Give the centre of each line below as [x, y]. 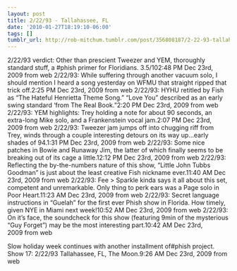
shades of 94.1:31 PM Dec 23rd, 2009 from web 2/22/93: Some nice [106, 143]
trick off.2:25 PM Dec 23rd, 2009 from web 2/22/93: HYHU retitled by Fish [116, 90]
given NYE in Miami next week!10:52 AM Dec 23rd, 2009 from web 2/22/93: [118, 210]
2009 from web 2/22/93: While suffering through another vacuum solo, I [113, 76]
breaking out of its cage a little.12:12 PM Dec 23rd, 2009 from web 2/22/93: [117, 158]
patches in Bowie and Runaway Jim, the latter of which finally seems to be [115, 150]
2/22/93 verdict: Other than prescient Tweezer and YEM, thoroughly [107, 60]
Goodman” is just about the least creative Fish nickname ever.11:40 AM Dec [116, 173]
